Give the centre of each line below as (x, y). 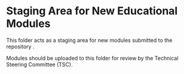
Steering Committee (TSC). (39, 64)
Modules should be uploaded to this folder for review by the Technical (92, 58)
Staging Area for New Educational (92, 11)
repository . (20, 47)
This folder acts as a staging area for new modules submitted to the (89, 40)
